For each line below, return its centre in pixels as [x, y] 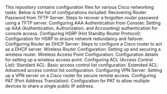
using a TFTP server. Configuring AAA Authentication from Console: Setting [83, 23]
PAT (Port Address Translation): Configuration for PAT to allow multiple [78, 81]
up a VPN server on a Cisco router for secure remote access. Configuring [81, 75]
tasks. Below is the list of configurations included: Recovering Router [76, 12]
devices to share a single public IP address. [50, 86]
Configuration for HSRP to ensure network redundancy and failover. [75, 39]
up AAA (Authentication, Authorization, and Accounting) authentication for [82, 28]
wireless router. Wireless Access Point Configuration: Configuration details [82, 54]
